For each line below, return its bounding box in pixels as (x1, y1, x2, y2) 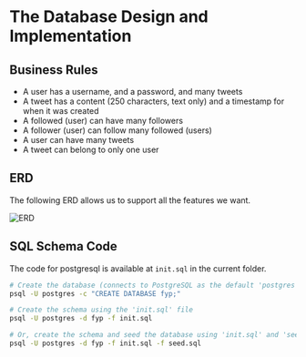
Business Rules (9, 62, 98, 77)
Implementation (9, 25, 132, 46)
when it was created (22, 106, 99, 116)
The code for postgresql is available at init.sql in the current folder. (9, 262, 267, 274)
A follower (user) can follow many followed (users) (22, 125, 212, 136)
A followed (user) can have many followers (22, 116, 184, 126)
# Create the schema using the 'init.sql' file (9, 305, 194, 315)
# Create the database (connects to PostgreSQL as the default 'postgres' (9, 280, 300, 290)
